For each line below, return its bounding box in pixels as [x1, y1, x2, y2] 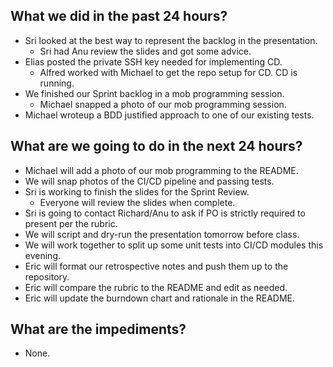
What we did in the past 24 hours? [10, 8, 228, 25]
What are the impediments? [10, 321, 187, 338]
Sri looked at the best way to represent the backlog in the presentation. [24, 34, 318, 46]
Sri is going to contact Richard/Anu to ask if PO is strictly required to [24, 207, 306, 219]
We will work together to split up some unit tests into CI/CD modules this [24, 239, 324, 251]
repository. [24, 270, 70, 283]
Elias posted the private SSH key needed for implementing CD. [24, 55, 283, 68]
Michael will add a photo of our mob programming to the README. [24, 164, 299, 176]
